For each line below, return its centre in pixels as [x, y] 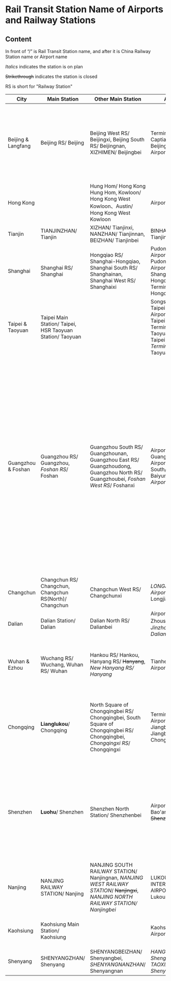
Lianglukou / [55, 724]
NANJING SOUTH [111, 865]
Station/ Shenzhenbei [116, 815]
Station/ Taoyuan [61, 337]
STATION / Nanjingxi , [114, 890]
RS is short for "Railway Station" [39, 86]
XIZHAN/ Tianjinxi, [112, 227]
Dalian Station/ [58, 620]
